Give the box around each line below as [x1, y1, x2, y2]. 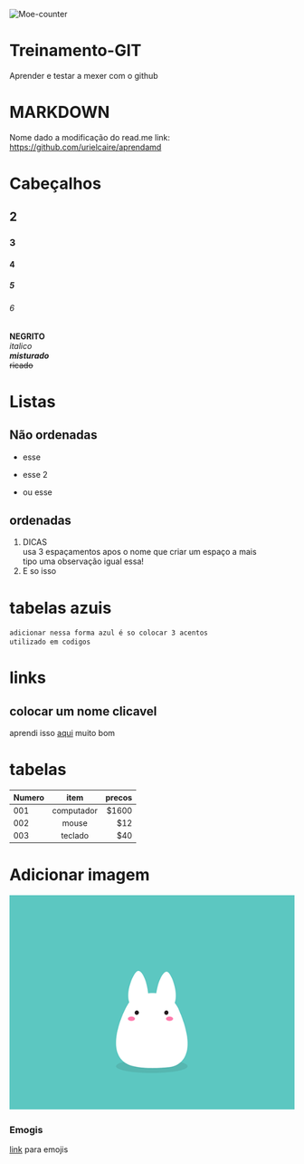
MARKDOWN [9, 102, 110, 122]
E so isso [22, 566, 57, 577]
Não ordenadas [9, 427, 98, 443]
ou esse [22, 486, 52, 498]
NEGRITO [9, 331, 45, 342]
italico [9, 340, 33, 351]
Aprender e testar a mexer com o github [9, 70, 158, 81]
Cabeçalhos [9, 173, 102, 194]
